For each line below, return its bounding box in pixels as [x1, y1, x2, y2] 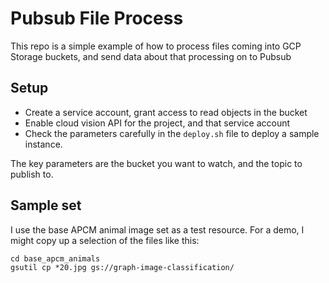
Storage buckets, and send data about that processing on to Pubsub [10, 50, 292, 62]
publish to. [10, 168, 54, 180]
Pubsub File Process [10, 7, 184, 30]
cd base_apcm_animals [10, 253, 101, 264]
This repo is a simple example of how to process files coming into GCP [10, 40, 302, 52]
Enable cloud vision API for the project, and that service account [24, 117, 291, 129]
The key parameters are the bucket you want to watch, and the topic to [10, 157, 303, 169]
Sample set [10, 197, 82, 214]
